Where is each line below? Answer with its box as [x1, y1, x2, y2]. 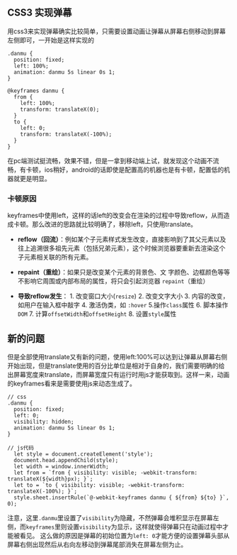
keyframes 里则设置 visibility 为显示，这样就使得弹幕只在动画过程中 [25, 522, 223, 531]
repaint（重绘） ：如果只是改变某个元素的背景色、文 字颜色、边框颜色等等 [17, 268, 231, 277]
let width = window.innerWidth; [13, 463, 110, 470]
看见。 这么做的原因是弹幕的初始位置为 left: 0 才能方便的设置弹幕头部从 [19, 531, 230, 539]
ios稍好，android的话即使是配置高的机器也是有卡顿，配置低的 [44, 165, 224, 174]
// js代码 [7, 444, 34, 451]
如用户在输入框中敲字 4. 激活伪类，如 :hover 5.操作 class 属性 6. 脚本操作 [17, 301, 229, 309]
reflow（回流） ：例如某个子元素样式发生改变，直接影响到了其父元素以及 [17, 235, 226, 243]
